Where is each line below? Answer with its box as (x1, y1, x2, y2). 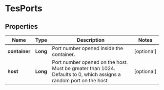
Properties (5, 22, 38, 31)
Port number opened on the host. (52, 59, 128, 66)
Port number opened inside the (52, 45, 123, 52)
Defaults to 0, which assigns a (52, 71, 121, 78)
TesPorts (5, 3, 42, 14)
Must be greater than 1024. (52, 65, 116, 72)
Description (77, 37, 105, 43)
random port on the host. (52, 77, 109, 84)
